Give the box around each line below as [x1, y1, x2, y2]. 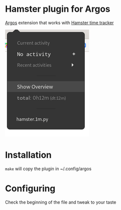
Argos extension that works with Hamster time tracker [5, 20, 114, 26]
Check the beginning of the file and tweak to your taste [5, 199, 117, 205]
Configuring [5, 183, 55, 194]
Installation [5, 150, 52, 161]
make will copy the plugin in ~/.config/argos [5, 166, 92, 172]
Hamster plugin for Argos [5, 3, 111, 15]
